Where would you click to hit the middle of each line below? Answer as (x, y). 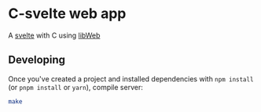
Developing (37, 60)
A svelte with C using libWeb (54, 35)
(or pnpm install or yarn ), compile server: (75, 87)
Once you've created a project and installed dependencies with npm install (131, 78)
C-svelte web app (67, 14)
